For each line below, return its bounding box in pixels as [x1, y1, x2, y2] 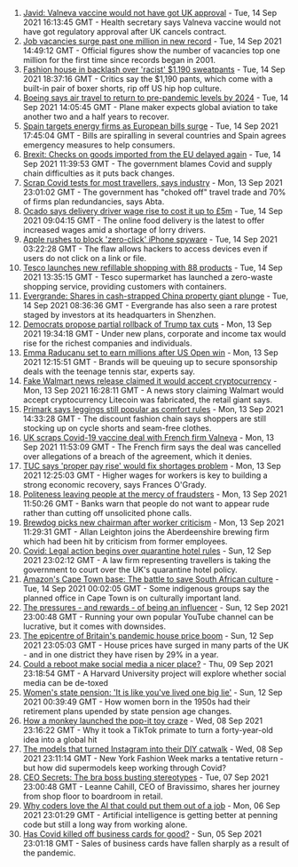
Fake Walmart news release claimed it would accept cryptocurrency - [22, 376, 278, 386]
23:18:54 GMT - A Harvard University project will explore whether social [22, 668, 286, 679]
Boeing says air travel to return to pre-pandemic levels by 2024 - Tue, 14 [22, 92, 289, 103]
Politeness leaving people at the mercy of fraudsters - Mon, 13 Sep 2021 [22, 489, 287, 499]
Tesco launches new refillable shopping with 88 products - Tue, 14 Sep [22, 262, 283, 273]
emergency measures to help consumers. [22, 139, 176, 150]
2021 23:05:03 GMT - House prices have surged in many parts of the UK [22, 640, 289, 650]
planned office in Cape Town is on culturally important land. [22, 593, 242, 603]
